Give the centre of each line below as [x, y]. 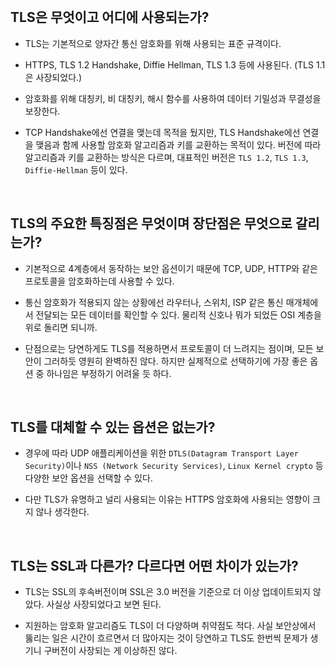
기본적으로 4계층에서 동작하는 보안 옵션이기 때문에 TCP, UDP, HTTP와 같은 [171, 268]
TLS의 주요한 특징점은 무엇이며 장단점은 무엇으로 [151, 223]
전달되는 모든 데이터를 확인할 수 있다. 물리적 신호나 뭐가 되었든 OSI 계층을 [178, 314]
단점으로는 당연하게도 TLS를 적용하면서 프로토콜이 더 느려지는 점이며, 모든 [169, 348]
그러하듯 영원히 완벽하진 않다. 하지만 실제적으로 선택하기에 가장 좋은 [175, 361]
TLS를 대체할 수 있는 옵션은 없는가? [113, 427]
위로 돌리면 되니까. [61, 327]
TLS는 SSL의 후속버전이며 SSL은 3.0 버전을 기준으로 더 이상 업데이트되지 [167, 592]
